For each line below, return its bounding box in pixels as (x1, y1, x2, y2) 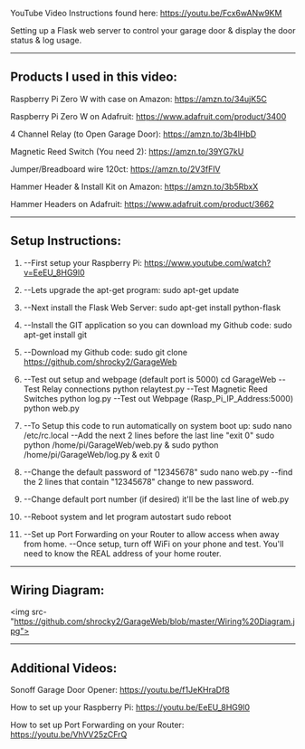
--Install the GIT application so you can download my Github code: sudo (23, 319, 292, 330)
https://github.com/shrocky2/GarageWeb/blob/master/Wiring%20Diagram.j (14, 616, 295, 627)
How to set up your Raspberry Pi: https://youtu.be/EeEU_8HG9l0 (10, 702, 250, 713)
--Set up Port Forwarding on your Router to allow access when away (23, 528, 280, 539)
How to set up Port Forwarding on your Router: (10, 719, 185, 731)
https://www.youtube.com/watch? (144, 257, 272, 268)
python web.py (23, 403, 80, 413)
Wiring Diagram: (10, 583, 105, 598)
